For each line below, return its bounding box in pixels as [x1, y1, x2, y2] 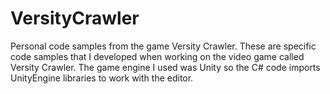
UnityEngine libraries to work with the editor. [10, 72, 194, 84]
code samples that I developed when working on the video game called [10, 50, 305, 62]
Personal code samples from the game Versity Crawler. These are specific [10, 40, 317, 52]
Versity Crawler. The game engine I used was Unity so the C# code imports [10, 61, 321, 73]
